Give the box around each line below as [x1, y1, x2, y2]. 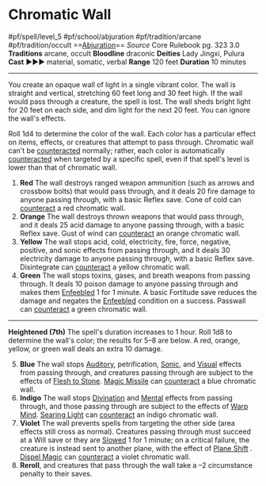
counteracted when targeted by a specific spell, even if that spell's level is [8, 154, 250, 163]
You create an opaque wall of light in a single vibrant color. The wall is [8, 79, 236, 89]
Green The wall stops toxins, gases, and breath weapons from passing [19, 270, 251, 280]
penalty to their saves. [19, 469, 93, 478]
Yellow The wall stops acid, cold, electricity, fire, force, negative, [19, 236, 231, 247]
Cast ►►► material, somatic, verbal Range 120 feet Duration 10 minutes [8, 57, 247, 67]
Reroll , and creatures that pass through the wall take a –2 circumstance [19, 460, 253, 469]
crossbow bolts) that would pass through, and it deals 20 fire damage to [19, 186, 256, 196]
